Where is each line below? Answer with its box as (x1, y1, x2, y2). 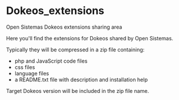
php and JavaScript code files (14, 57, 88, 64)
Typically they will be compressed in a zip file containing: (6, 46, 145, 53)
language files (14, 70, 49, 77)
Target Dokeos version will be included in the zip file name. (6, 87, 149, 94)
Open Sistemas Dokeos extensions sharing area (6, 23, 122, 30)
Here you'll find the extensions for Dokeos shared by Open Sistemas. (6, 35, 174, 42)
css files (14, 63, 35, 71)
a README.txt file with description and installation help (14, 76, 148, 83)
